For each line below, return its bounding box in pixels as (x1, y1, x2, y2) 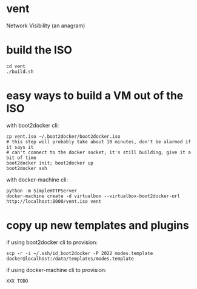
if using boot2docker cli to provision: (6, 239, 98, 246)
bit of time (6, 154, 36, 161)
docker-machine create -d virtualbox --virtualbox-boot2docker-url (6, 193, 181, 199)
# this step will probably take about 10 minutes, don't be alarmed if (6, 138, 191, 144)
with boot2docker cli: (6, 121, 59, 129)
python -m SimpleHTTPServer (6, 188, 78, 194)
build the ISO (6, 43, 73, 57)
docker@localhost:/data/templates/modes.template (6, 256, 135, 262)
